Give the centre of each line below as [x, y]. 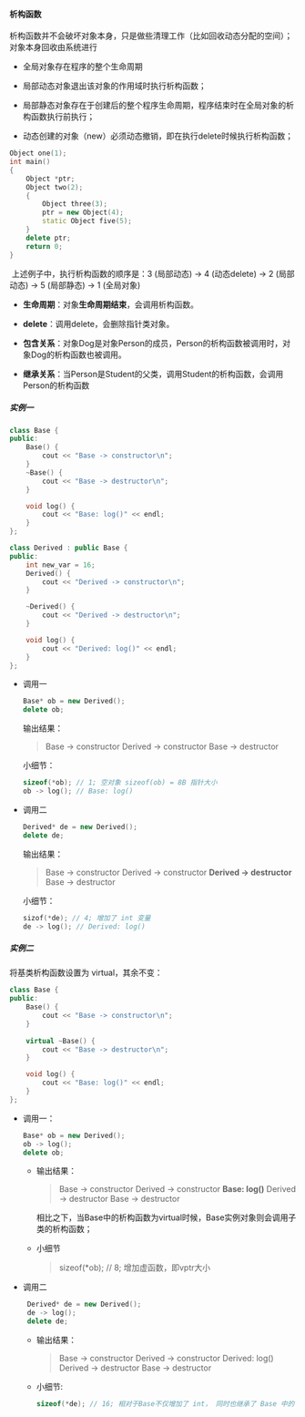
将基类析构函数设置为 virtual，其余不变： [86, 973]
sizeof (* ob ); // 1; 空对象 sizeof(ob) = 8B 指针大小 [120, 783]
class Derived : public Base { [69, 548]
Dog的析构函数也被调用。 [78, 354]
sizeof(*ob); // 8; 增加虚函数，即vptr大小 [135, 1268]
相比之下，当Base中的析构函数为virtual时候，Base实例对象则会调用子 [166, 1217]
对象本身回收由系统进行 [53, 47]
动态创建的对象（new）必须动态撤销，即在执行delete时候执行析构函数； [158, 136]
